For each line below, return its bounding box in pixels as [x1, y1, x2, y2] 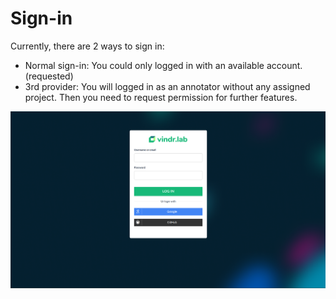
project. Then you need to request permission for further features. [24, 91, 298, 103]
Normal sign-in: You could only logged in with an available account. [24, 59, 303, 71]
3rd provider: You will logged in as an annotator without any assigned [24, 80, 311, 92]
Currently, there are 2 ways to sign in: [10, 40, 165, 52]
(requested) [24, 70, 74, 82]
